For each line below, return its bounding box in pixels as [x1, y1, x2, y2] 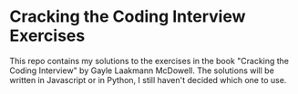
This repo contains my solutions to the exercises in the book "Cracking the [9, 55, 290, 66]
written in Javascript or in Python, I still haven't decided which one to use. [9, 74, 287, 85]
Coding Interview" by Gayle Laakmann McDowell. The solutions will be [9, 65, 275, 76]
